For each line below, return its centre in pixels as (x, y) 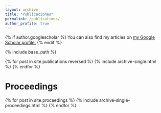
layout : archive (22, 10)
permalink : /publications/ (33, 19)
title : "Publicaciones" (29, 14)
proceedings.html (23, 106)
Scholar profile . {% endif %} (34, 43)
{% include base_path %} (31, 52)
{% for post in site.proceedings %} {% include (52, 100)
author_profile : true (27, 23)
